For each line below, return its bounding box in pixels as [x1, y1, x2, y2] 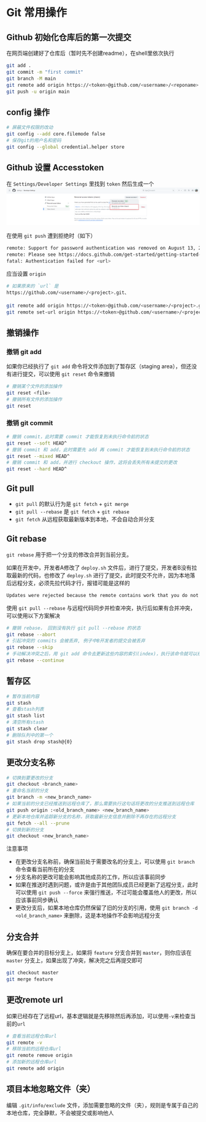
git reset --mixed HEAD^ [6, 453, 70, 459]
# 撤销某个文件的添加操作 [6, 384, 63, 390]
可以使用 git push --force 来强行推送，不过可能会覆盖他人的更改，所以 [15, 889, 197, 896]
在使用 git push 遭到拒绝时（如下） [6, 232, 96, 240]
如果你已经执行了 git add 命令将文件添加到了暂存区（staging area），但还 [6, 363, 192, 370]
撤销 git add [6, 347, 42, 356]
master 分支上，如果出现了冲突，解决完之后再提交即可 [6, 957, 143, 964]
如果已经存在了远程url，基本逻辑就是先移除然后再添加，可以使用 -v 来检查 [6, 1012, 191, 1019]
